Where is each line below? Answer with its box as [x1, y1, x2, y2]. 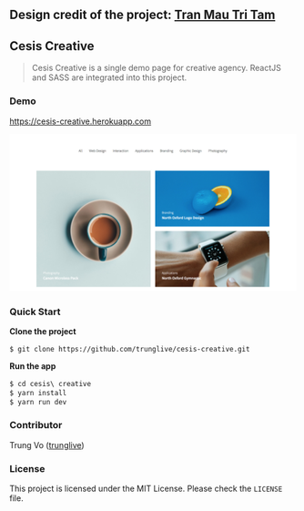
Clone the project [9, 326, 76, 337]
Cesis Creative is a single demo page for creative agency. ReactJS [31, 63, 282, 74]
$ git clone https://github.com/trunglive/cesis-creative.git [9, 345, 250, 354]
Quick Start [9, 305, 61, 318]
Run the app [9, 361, 56, 372]
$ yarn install [9, 389, 67, 398]
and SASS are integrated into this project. [31, 72, 187, 83]
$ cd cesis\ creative [9, 380, 92, 389]
